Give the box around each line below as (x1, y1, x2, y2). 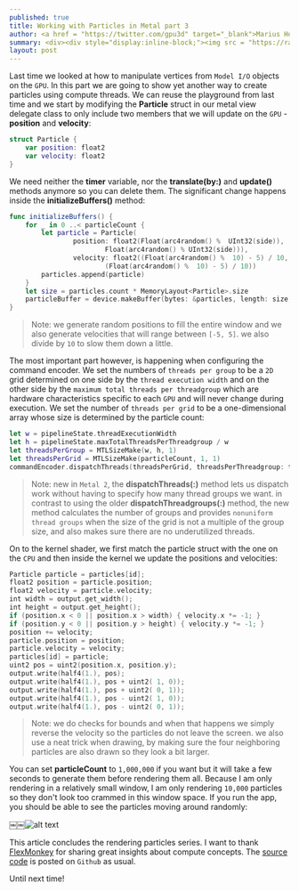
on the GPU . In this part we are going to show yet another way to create (9, 80, 268, 91)
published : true (9, 12, 69, 22)
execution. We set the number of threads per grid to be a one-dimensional (9, 402, 287, 414)
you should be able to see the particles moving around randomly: (9, 802, 248, 813)
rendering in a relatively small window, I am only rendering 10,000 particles (9, 782, 283, 793)
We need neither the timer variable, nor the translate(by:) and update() (9, 175, 273, 187)
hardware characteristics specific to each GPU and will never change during (9, 393, 285, 404)
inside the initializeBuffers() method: (9, 195, 146, 206)
